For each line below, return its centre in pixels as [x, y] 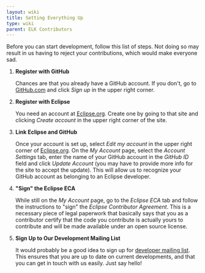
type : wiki [20, 23]
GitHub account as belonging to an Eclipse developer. [83, 177]
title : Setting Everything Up [45, 18]
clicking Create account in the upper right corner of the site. [91, 120]
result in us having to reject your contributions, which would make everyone [102, 53]
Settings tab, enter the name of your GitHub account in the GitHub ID [102, 157]
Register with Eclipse [43, 102]
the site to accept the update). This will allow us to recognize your [98, 170]
